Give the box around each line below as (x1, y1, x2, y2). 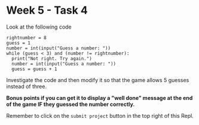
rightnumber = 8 (6, 35, 47, 40)
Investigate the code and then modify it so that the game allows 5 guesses (6, 76, 189, 83)
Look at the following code (6, 23, 72, 30)
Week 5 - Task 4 (6, 4, 88, 17)
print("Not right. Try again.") (11, 55, 93, 61)
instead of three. (6, 83, 47, 90)
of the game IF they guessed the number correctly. (6, 101, 135, 108)
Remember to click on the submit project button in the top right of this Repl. (6, 112, 194, 119)
